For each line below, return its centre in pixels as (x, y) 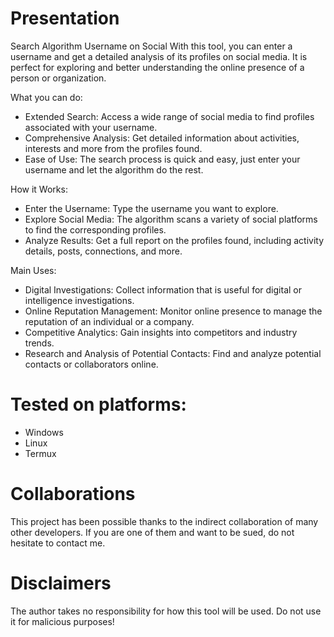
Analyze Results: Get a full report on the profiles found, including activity (174, 240)
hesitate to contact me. (58, 543)
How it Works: (39, 189)
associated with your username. (91, 127)
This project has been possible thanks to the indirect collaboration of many (164, 521)
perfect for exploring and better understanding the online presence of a (157, 67)
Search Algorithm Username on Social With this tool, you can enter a (151, 46)
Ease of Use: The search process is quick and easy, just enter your (162, 159)
